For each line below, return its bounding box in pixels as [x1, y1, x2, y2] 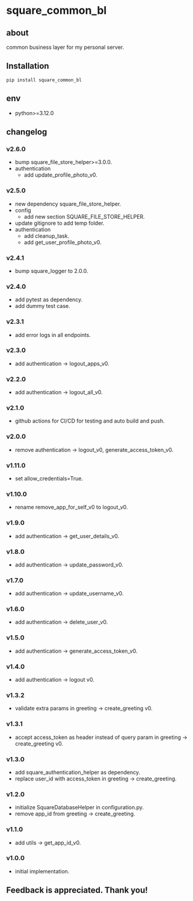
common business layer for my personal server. [6, 43, 124, 51]
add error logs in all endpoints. [14, 331, 91, 338]
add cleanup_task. [23, 232, 70, 239]
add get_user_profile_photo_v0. [23, 239, 102, 246]
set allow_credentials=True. [14, 474, 83, 482]
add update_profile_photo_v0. [23, 171, 98, 178]
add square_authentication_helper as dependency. [14, 768, 141, 776]
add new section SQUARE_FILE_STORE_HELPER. [23, 213, 146, 220]
